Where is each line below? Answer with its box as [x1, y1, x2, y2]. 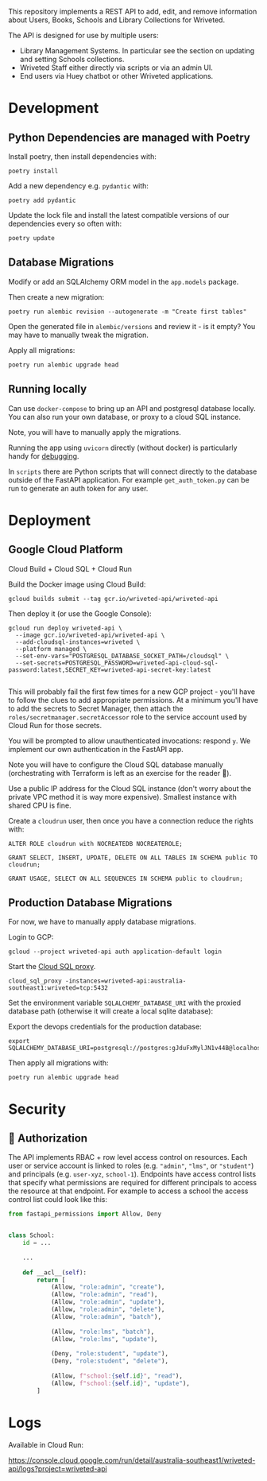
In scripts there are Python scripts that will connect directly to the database [8, 467, 257, 476]
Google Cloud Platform [8, 543, 123, 556]
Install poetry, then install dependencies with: [8, 152, 157, 161]
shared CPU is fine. [8, 801, 72, 810]
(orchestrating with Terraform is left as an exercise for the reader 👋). [8, 768, 232, 777]
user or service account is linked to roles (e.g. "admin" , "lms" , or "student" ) [8, 1161, 254, 1171]
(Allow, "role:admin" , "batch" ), [50, 1312, 161, 1320]
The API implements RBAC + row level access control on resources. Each [8, 1153, 248, 1162]
